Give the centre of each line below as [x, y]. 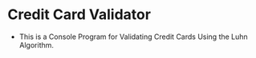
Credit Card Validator [79, 15]
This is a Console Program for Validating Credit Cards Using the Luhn [133, 37]
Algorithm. [36, 44]
